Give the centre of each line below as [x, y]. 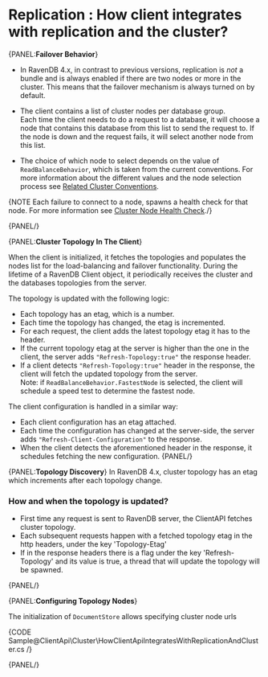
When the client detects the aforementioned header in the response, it [136, 447]
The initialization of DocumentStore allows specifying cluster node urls [122, 617]
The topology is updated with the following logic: [89, 298]
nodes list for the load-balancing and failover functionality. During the [123, 265]
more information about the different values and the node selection [131, 178]
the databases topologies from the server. [77, 282]
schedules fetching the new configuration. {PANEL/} [106, 456]
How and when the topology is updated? [88, 501]
